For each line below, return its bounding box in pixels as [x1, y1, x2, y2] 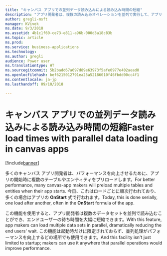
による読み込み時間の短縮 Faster [22, 121, 155, 133]
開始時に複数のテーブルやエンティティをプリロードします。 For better [13, 176, 156, 182]
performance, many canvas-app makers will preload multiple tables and [5, 182, 153, 188]
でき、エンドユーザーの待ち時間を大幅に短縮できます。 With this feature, [13, 216, 162, 222]
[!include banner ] [5, 159, 39, 165]
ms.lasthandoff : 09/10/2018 [5, 81, 64, 86]
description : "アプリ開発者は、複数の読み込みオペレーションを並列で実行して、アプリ [5, 12, 163, 17]
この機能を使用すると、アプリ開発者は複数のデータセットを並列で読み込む [5, 210, 158, 216]
